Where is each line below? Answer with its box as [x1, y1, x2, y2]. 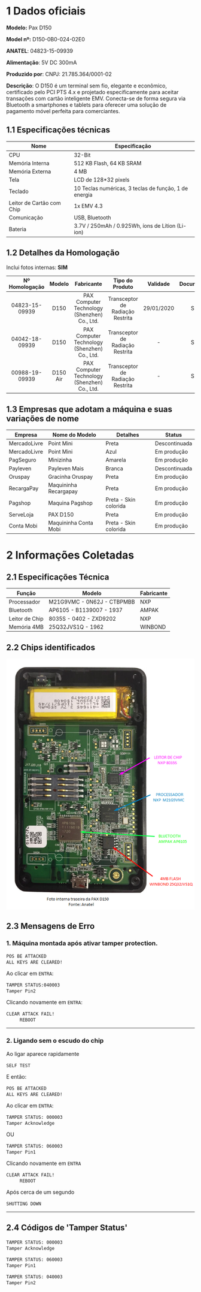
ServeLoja [8, 511, 34, 518]
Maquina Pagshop [48, 499, 93, 506]
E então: [6, 1073, 27, 1080]
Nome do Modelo [52, 431, 97, 438]
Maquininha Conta [48, 519, 94, 526]
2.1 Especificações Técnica [6, 572, 109, 582]
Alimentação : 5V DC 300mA [6, 59, 77, 66]
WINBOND [139, 623, 166, 630]
